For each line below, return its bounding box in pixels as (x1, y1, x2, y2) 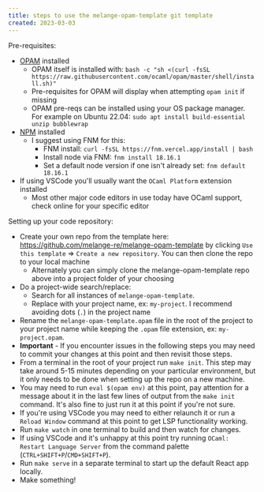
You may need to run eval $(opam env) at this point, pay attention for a (19, 382, 250, 392)
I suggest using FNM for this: (31, 135, 126, 145)
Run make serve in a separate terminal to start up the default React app (19, 458, 250, 468)
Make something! (19, 475, 76, 484)
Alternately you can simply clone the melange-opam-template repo (31, 265, 250, 275)
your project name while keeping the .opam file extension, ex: (19, 324, 218, 333)
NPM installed (19, 127, 65, 137)
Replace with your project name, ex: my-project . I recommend (31, 299, 232, 308)
